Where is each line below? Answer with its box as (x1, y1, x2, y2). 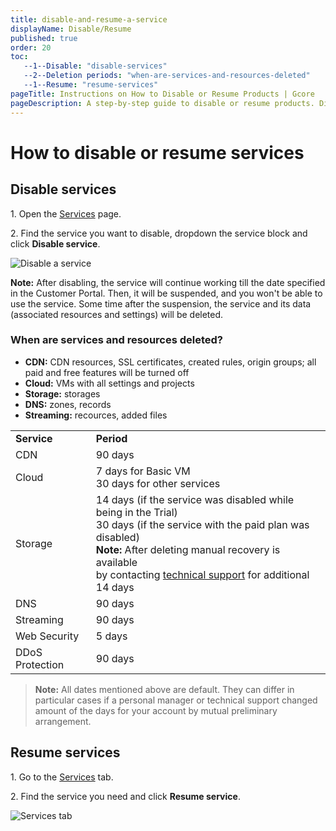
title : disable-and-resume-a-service (10, 14, 168, 25)
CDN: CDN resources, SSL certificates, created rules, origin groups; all (24, 356, 317, 368)
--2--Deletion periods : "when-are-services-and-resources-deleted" (23, 71, 311, 81)
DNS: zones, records (24, 398, 112, 410)
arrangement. (34, 715, 92, 727)
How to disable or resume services (10, 141, 305, 164)
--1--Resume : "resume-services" (23, 80, 159, 90)
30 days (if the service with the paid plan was (95, 517, 310, 531)
